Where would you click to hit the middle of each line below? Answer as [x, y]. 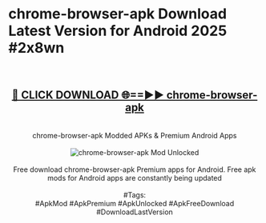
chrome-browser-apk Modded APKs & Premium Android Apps [135, 135]
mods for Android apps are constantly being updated [135, 177]
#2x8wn [36, 48]
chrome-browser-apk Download [117, 14]
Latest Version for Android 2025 [118, 31]
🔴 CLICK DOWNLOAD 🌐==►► [88, 96]
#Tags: [135, 195]
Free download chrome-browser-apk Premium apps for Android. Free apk [135, 169]
